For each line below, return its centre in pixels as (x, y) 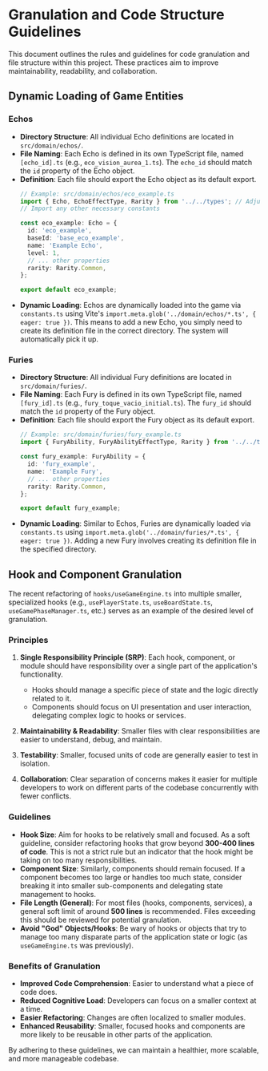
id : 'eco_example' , (60, 231)
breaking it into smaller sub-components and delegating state (121, 885)
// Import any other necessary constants (90, 209)
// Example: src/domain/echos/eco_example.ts (97, 194)
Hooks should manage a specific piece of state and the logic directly (145, 690)
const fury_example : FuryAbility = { (83, 457)
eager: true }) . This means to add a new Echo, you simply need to (131, 322)
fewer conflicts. (46, 796)
